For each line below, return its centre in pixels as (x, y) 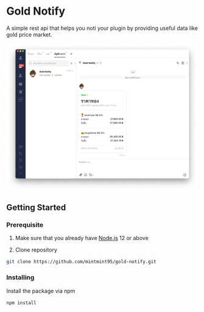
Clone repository (36, 250)
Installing (20, 277)
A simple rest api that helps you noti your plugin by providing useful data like (102, 28)
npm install (21, 303)
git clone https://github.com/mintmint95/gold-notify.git (81, 262)
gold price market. (30, 34)
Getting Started (36, 207)
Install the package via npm (41, 291)
